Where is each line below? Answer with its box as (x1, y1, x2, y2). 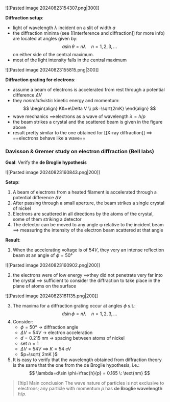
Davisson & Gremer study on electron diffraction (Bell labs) (5, 148, 154, 155)
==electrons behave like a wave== (12, 135, 86, 141)
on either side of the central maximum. (12, 52, 94, 57)
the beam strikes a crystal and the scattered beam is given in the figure (12, 119, 163, 125)
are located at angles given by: (12, 36, 78, 41)
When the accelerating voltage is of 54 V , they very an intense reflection (12, 247, 164, 253)
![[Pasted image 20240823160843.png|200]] (5, 169, 101, 176)
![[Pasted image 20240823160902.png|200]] (5, 262, 101, 268)
